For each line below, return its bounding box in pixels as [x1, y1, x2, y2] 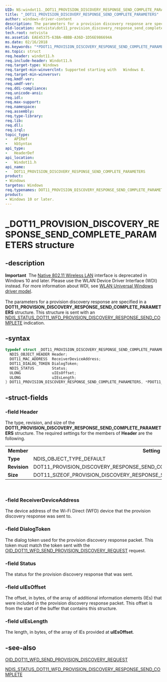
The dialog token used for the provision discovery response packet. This [5, 537, 154, 543]
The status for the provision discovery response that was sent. [5, 571, 133, 577]
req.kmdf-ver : [5, 77, 35, 82]
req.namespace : [5, 104, 37, 109]
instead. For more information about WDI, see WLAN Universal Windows [5, 283, 153, 289]
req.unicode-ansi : [5, 90, 43, 95]
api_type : [5, 146, 26, 151]
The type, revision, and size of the [5, 420, 76, 426]
